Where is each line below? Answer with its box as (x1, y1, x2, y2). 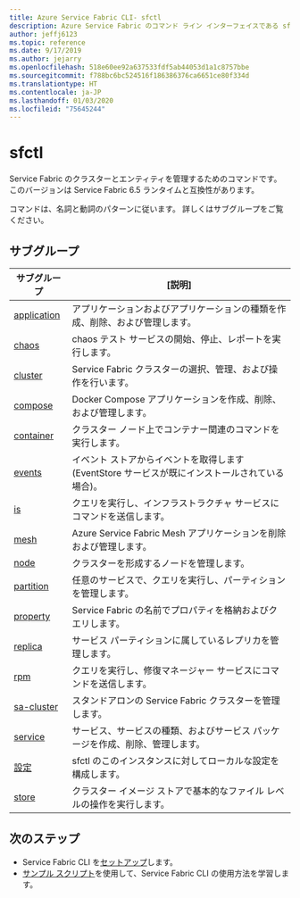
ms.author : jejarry (9, 54, 82, 63)
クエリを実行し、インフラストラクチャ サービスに (71, 497, 279, 509)
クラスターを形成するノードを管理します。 (71, 557, 250, 570)
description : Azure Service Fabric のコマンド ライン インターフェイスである (9, 21, 279, 30)
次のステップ (9, 831, 80, 846)
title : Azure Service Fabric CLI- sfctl (9, 12, 162, 22)
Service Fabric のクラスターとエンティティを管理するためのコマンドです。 (9, 173, 282, 184)
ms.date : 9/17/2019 (9, 46, 82, 55)
